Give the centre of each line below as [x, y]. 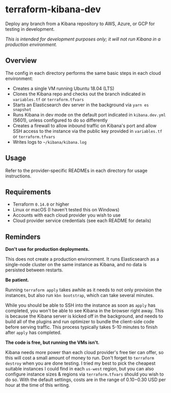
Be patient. [17, 280]
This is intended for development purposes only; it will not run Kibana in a [83, 39]
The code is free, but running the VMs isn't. [52, 343]
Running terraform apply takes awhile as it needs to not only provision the [84, 290]
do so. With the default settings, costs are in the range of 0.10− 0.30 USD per [86, 380]
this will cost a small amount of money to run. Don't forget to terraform [80, 358]
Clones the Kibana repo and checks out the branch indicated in [79, 94]
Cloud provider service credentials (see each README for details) [82, 221]
